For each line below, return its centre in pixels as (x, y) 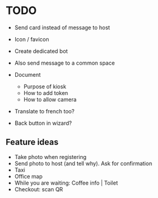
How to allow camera (50, 99)
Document (27, 74)
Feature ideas (32, 142)
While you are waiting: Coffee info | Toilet (66, 183)
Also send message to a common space (64, 63)
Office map (29, 176)
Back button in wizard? (43, 123)
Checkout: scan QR (39, 189)
